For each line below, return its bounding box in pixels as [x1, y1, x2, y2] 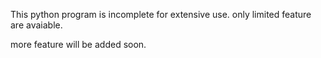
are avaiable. [10, 19, 63, 31]
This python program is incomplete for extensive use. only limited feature [10, 9, 312, 20]
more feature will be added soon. [10, 39, 147, 50]
